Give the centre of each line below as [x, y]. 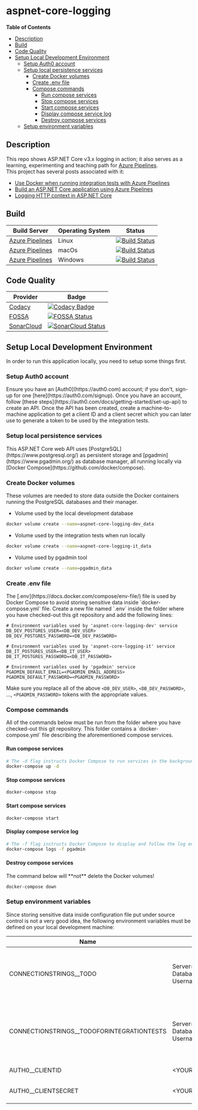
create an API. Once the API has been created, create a [73, 408]
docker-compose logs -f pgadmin [46, 850]
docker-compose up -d [33, 767]
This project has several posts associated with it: [65, 171]
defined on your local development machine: [60, 927]
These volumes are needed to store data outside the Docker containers [93, 495]
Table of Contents [29, 27]
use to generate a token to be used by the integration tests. [78, 421]
